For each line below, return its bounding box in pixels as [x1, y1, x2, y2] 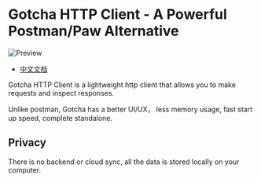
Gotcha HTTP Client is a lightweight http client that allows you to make [8, 80, 236, 89]
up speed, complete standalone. [8, 113, 112, 122]
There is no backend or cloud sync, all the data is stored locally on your [8, 157, 240, 166]
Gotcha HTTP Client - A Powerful [8, 5, 228, 24]
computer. [8, 165, 42, 174]
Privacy [8, 136, 47, 150]
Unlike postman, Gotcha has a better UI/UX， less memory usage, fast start [8, 104, 253, 114]
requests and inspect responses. [8, 88, 115, 97]
